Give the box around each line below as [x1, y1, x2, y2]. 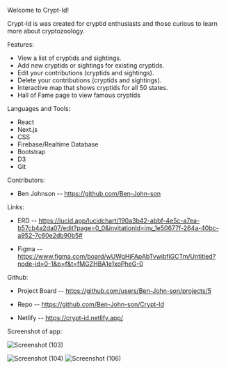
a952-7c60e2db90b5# [17, 232, 83, 239]
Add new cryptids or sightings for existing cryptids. [17, 61, 165, 69]
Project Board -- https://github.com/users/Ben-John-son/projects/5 [17, 287, 212, 295]
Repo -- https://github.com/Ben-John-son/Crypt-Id [17, 300, 165, 308]
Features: [7, 40, 35, 48]
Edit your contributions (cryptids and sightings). [17, 69, 154, 77]
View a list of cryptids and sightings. [17, 54, 122, 62]
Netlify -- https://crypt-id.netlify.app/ [17, 314, 124, 322]
